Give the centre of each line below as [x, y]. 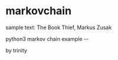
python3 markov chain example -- [47, 39]
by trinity [16, 50]
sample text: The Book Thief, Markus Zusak [59, 27]
